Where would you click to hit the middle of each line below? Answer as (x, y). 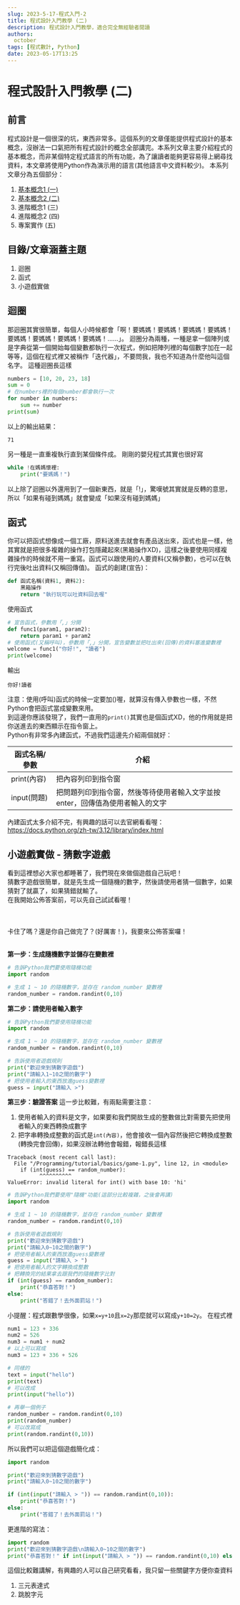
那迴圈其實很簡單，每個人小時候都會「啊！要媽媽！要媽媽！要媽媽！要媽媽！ (120, 329)
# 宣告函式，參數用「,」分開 (44, 622)
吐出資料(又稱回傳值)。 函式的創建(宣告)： (88, 568)
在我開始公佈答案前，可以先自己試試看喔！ (70, 900)
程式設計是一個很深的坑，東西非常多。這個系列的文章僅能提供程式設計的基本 (120, 138)
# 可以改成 (21, 1388)
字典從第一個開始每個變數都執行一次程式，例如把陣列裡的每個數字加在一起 (123, 347)
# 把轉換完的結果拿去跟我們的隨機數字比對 (61, 1274)
